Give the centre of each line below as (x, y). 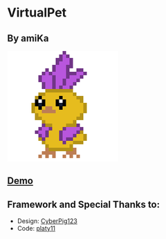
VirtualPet (37, 13)
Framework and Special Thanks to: (84, 204)
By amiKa (28, 38)
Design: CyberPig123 (47, 221)
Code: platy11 (36, 229)
